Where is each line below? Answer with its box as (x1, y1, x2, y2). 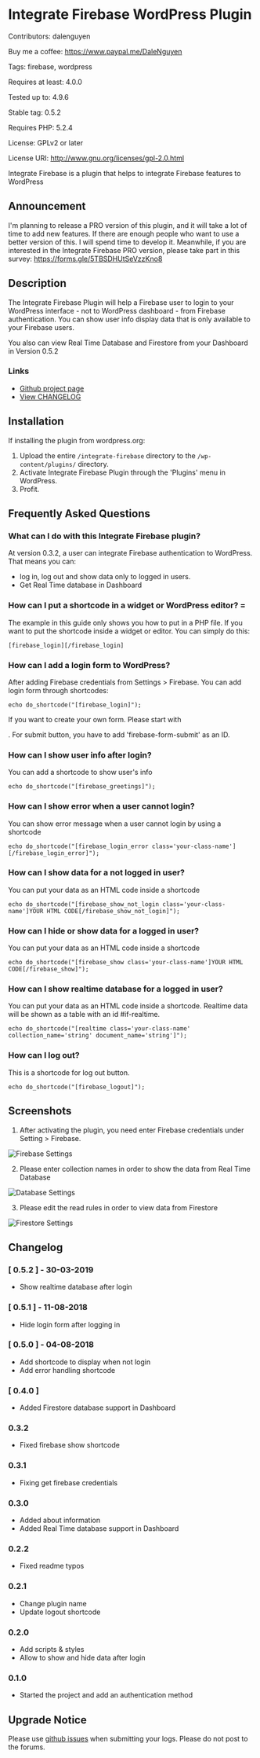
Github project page (19, 384, 85, 393)
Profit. (19, 484, 40, 494)
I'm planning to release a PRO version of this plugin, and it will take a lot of (8, 220, 247, 229)
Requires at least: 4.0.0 (8, 77, 82, 86)
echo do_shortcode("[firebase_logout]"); (8, 1083, 146, 1091)
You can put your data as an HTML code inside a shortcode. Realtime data (8, 1001, 248, 1011)
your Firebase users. (8, 322, 74, 332)
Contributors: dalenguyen (8, 31, 91, 41)
